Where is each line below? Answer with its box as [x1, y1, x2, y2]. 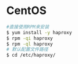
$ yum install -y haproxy [6, 29, 72, 35]
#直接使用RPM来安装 [6, 24, 49, 30]
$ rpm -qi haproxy [6, 35, 53, 41]
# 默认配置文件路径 [6, 46, 49, 52]
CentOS [6, 4, 47, 18]
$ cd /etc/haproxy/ [6, 52, 56, 59]
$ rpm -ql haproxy [6, 41, 53, 47]
